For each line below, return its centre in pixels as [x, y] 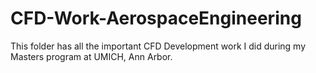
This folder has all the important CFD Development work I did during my [158, 46]
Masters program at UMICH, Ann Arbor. [91, 56]
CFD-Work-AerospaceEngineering [156, 18]
